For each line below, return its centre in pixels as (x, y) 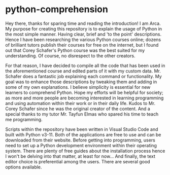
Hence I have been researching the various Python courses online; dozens (83, 40)
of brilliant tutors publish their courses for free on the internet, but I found (82, 45)
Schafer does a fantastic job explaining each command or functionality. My (84, 76)
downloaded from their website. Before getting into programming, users (80, 140)
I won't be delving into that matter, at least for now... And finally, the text (80, 156)
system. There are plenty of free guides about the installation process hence (85, 151)
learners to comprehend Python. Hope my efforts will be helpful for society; (84, 92)
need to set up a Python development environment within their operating (81, 145)
